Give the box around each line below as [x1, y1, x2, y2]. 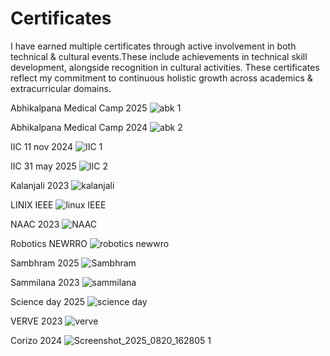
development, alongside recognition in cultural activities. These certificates [10, 61, 320, 73]
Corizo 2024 [10, 334, 63, 346]
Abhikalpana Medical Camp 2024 [10, 121, 148, 133]
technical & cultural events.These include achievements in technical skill [10, 50, 308, 62]
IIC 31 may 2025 [10, 160, 77, 172]
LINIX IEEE [10, 198, 54, 211]
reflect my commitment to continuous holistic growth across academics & [10, 72, 313, 84]
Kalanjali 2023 [10, 179, 70, 191]
